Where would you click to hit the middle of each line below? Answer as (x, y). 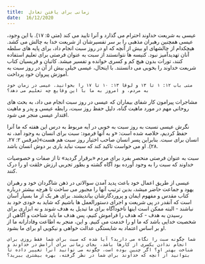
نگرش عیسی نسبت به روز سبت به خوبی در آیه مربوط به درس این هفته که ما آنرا (98, 126)
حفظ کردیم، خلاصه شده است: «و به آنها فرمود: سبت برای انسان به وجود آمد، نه (97, 133)
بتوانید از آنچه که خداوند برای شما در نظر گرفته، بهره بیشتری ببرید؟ (99, 255)
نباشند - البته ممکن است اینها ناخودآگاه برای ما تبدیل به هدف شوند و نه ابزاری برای (100, 209)
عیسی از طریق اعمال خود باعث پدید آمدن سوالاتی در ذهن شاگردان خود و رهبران (99, 182)
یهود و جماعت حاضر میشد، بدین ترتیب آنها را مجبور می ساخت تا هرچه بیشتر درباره (100, 189)
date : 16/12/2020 (30, 18)
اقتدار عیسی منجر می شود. (38, 115)
